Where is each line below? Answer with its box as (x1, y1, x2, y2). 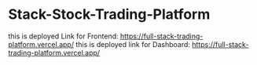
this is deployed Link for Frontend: (8, 31, 119, 41)
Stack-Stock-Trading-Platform (8, 5, 211, 23)
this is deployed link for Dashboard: (75, 39, 191, 49)
